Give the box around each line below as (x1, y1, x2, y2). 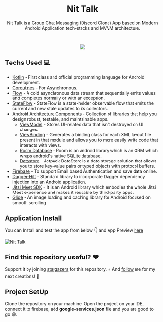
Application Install (5, 214, 62, 223)
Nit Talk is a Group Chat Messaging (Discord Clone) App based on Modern (7, 20, 158, 26)
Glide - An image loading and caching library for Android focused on (12, 194, 151, 200)
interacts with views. (19, 142, 61, 148)
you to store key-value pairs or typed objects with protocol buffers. (19, 163, 156, 169)
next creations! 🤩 (5, 273, 39, 279)
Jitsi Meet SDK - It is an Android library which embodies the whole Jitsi (12, 184, 156, 190)
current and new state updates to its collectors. (12, 105, 108, 111)
